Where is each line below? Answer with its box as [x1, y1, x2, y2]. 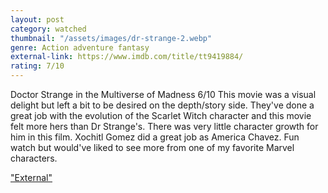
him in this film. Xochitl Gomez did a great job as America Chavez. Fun [10, 131, 300, 143]
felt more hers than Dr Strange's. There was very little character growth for [10, 121, 319, 132]
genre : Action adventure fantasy [10, 42, 150, 53]
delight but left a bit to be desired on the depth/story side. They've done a [10, 99, 315, 111]
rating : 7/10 [10, 61, 65, 71]
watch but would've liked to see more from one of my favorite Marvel [10, 142, 295, 153]
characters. [10, 152, 58, 164]
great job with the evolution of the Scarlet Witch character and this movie [10, 110, 312, 121]
